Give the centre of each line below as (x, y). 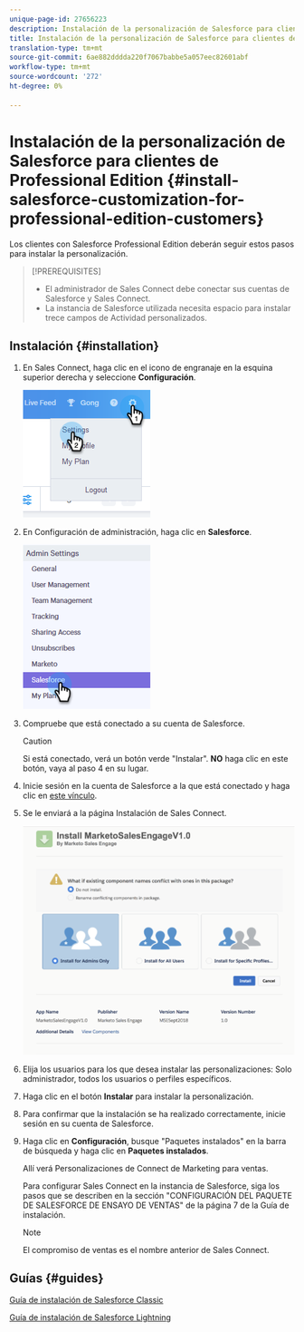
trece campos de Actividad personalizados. (126, 317)
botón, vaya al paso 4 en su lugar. (85, 768)
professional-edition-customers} (137, 219)
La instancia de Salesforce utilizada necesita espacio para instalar (168, 307)
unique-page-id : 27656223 (58, 19)
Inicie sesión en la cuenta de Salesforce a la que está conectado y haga (156, 786)
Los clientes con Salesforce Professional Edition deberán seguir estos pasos (152, 244)
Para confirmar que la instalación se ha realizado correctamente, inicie (154, 1113)
